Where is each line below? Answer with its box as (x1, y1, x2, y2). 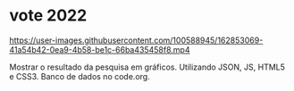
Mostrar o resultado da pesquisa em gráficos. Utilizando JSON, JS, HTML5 (9, 62, 286, 72)
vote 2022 (9, 5, 88, 26)
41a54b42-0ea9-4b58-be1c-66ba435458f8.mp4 (9, 44, 190, 54)
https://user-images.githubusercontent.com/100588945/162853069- (9, 35, 264, 45)
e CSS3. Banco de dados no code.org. (9, 70, 150, 81)
